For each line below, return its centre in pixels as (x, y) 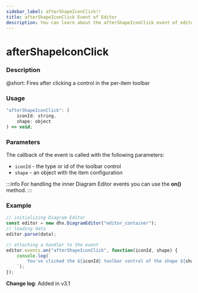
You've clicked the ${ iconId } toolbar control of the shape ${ (106, 261)
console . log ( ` (34, 256)
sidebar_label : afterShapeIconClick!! (54, 11)
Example (19, 205)
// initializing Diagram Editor (46, 218)
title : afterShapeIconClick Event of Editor (62, 17)
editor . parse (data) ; (32, 234)
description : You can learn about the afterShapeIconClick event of (92, 22)
